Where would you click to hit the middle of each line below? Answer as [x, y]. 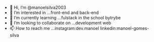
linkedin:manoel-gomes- [125, 28]
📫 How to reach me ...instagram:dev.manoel [54, 28]
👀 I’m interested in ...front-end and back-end [54, 13]
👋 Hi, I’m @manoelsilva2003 [38, 7]
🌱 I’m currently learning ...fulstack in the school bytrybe [65, 18]
